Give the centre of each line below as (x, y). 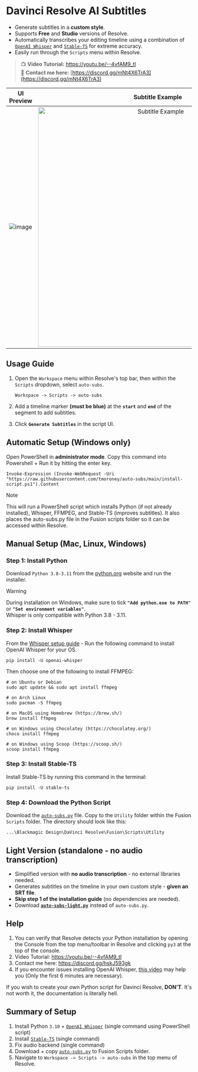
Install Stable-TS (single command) (57, 1038)
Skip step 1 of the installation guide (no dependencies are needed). (97, 899)
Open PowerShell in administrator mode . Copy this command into (86, 457)
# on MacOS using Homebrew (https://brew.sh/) (64, 713)
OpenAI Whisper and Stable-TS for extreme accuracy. (78, 46)
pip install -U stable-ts (38, 788)
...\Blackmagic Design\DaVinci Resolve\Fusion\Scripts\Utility (85, 832)
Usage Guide (30, 364)
